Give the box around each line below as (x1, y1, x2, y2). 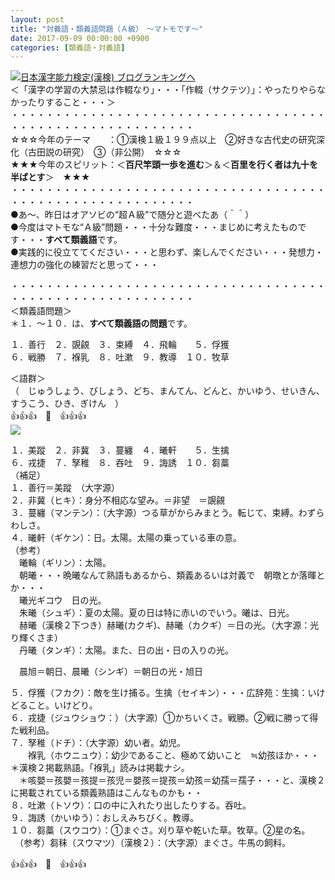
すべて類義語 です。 (45, 234, 123, 246)
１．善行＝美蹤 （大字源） (10, 482, 120, 494)
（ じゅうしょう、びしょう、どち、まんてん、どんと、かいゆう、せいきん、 (10, 385, 325, 397)
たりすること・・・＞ (27, 96, 116, 108)
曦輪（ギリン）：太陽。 (18, 557, 112, 569)
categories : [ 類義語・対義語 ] (10, 42, 126, 53)
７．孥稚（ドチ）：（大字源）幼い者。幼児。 (10, 737, 186, 749)
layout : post (10, 14, 65, 25)
